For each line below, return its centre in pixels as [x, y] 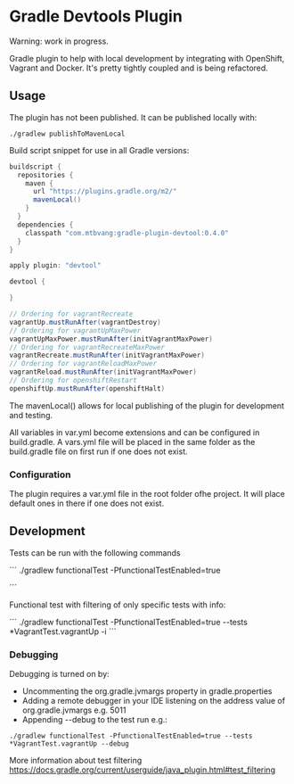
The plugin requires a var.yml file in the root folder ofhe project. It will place [147, 494]
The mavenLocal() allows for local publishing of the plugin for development [147, 405]
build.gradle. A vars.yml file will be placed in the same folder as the [132, 442]
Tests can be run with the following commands [95, 553]
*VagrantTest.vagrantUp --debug [69, 744]
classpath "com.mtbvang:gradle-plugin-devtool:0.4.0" [127, 233]
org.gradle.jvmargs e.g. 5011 [74, 710]
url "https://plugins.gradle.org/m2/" [105, 192]
